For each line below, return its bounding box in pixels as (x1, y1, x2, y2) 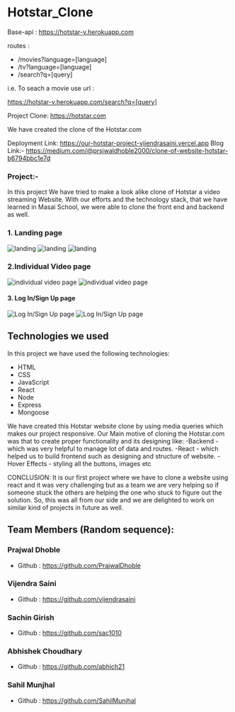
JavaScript (17, 378, 50, 386)
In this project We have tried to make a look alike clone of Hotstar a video (7, 188, 221, 196)
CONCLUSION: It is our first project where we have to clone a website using (7, 473, 229, 482)
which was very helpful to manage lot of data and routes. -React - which (7, 444, 219, 453)
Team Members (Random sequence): (7, 524, 175, 536)
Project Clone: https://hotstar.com (7, 111, 106, 120)
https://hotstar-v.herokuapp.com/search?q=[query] (7, 97, 157, 106)
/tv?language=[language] (17, 62, 92, 71)
